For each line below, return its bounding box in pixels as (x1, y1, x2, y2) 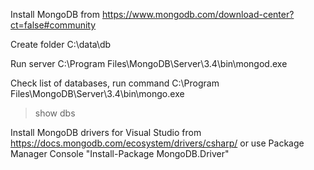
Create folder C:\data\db (10, 39, 112, 50)
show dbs (34, 107, 76, 119)
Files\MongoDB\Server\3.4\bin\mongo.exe (10, 88, 185, 99)
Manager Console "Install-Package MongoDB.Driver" (10, 148, 230, 159)
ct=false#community (10, 19, 97, 31)
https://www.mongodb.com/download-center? (101, 9, 295, 20)
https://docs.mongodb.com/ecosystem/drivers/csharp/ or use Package (10, 137, 305, 149)
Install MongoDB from (10, 9, 101, 20)
